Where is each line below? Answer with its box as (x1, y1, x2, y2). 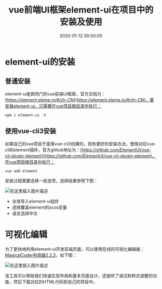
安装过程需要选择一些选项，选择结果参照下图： (5, 178, 98, 183)
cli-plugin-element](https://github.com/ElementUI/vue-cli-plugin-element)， (5, 153, 157, 159)
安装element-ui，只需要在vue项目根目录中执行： (5, 103, 102, 109)
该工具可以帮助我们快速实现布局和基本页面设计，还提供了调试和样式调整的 (5, 273, 153, 278)
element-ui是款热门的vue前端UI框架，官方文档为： (5, 91, 106, 97)
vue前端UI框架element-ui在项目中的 (9, 4, 153, 15)
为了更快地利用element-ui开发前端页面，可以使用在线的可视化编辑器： (5, 246, 145, 252)
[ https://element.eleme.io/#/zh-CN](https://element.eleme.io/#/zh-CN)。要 (5, 97, 154, 103)
